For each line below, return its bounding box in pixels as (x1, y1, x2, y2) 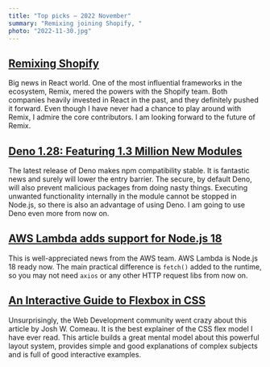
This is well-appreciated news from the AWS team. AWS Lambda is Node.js (8, 253, 258, 263)
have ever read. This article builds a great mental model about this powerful (8, 332, 260, 342)
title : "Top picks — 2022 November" (8, 11, 131, 20)
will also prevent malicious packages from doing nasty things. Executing (8, 183, 248, 192)
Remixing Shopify (8, 56, 99, 70)
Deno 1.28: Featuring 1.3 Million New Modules (8, 144, 243, 158)
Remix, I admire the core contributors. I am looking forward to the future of (8, 112, 255, 122)
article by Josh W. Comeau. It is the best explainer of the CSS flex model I (8, 323, 253, 333)
